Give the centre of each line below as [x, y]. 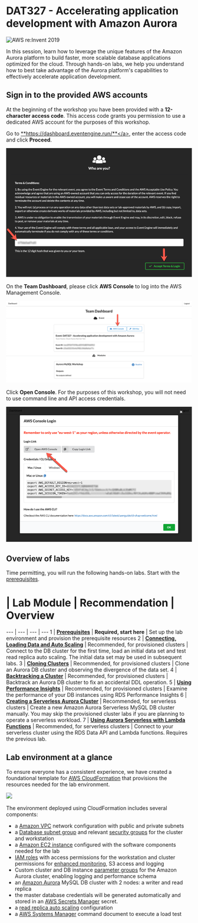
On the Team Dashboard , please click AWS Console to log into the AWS [94, 287]
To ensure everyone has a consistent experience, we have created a [89, 771]
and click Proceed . [29, 140]
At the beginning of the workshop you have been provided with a [85, 109]
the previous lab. [27, 739]
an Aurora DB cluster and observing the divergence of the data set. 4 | [92, 670]
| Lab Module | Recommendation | [90, 603]
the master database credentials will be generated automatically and [98, 895]
